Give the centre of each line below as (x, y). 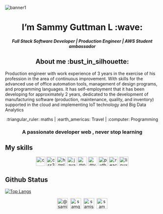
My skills (19, 147)
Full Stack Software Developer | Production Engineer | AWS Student (82, 41)
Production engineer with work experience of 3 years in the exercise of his (80, 73)
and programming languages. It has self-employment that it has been (75, 89)
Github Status (26, 180)
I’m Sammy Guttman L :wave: (82, 27)
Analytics (14, 109)
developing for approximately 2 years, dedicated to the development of (77, 94)
